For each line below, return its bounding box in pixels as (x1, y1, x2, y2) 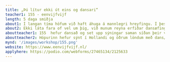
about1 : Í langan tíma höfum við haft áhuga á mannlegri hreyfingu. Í (5, 21, 157, 26)
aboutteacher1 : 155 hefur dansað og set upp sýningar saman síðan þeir (5, 30, 162, 35)
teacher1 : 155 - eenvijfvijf (5, 12, 67, 17)
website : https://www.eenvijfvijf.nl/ (5, 44, 87, 49)
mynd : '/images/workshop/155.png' (5, 40, 78, 45)
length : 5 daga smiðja (5, 16, 53, 21)
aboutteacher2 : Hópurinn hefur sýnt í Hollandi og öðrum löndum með (5, 35, 153, 40)
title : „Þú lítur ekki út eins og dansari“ (5, 7, 99, 12)
